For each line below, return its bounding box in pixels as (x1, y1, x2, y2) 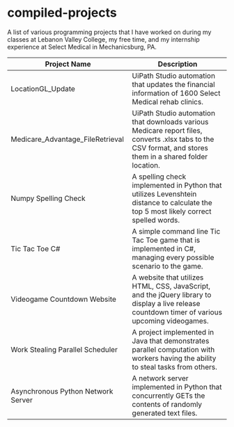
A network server (132, 373, 189, 383)
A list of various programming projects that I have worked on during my (7, 28, 212, 36)
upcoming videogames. (132, 316, 209, 325)
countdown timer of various (132, 307, 223, 317)
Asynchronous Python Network (10, 386, 114, 396)
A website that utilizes (132, 273, 204, 282)
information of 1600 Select (132, 88, 221, 98)
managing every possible (132, 252, 214, 262)
